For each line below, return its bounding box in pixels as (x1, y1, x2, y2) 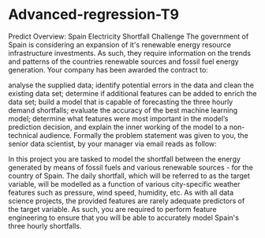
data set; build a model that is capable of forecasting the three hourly (8, 97, 233, 106)
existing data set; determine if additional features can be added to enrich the (8, 88, 257, 98)
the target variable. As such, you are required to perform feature (8, 204, 217, 214)
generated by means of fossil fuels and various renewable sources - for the (8, 162, 254, 172)
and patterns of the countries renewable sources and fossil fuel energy (8, 57, 239, 66)
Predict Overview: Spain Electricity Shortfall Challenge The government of (8, 32, 249, 41)
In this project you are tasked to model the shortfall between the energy (8, 154, 241, 163)
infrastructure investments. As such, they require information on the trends (8, 48, 251, 58)
